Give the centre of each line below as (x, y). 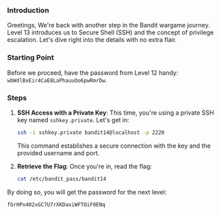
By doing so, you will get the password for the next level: (87, 192)
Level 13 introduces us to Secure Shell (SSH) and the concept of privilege (110, 32)
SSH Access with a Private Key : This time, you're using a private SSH (115, 113)
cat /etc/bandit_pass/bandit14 (62, 179)
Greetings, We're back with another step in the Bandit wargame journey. (108, 25)
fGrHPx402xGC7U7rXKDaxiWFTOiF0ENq (56, 205)
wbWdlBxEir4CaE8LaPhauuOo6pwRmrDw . (57, 80)
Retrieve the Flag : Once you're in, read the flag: (84, 166)
